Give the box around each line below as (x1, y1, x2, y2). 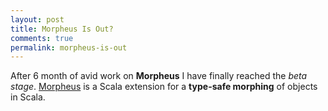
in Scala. (10, 91, 46, 103)
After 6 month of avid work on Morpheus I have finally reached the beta (10, 70, 308, 82)
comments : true (10, 33, 74, 43)
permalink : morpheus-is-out (10, 42, 128, 53)
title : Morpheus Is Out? (10, 24, 114, 34)
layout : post (10, 14, 65, 25)
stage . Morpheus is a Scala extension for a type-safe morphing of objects (10, 81, 318, 93)
